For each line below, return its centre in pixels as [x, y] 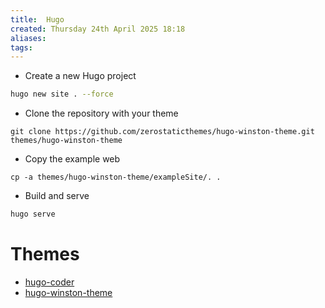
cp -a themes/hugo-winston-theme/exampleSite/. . [116, 177]
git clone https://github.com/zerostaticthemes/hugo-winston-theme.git [162, 132]
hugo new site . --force [62, 94]
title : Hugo [37, 19]
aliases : [28, 38]
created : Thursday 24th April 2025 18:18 [98, 29]
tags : [21, 47]
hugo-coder [49, 282]
